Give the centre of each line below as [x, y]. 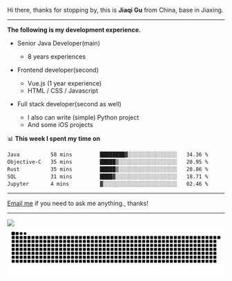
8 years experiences [57, 57]
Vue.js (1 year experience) [65, 83]
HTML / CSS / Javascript [63, 90]
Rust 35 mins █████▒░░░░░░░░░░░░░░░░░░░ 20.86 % [108, 169]
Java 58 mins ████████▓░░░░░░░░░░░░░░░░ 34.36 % [108, 155]
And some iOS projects [60, 125]
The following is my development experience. [74, 30]
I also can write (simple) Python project [83, 117]
